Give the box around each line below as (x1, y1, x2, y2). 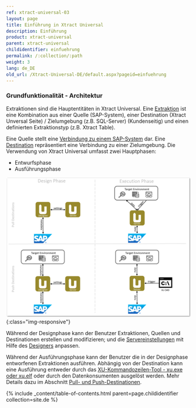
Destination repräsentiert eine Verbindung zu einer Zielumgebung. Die (6, 141, 176, 148)
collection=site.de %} (6, 396, 59, 403)
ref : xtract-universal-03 (6, 9, 69, 15)
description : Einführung (6, 28, 67, 34)
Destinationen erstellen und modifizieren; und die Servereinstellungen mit (6, 336, 184, 343)
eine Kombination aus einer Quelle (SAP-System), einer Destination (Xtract (6, 111, 186, 118)
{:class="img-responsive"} (6, 318, 71, 325)
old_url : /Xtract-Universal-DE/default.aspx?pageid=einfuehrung (6, 71, 167, 78)
